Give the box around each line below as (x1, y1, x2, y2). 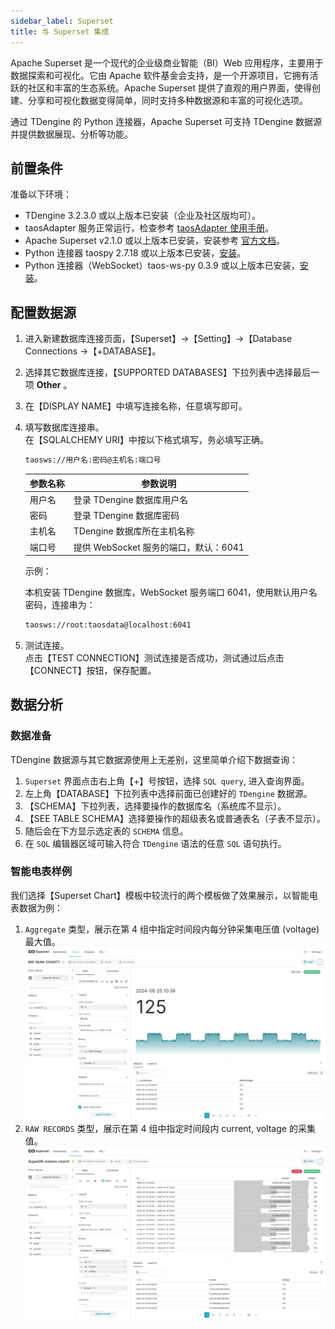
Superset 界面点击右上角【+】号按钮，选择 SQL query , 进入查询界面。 (24, 775, 310, 787)
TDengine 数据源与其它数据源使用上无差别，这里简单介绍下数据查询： (10, 753, 298, 765)
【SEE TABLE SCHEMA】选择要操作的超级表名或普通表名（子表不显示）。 (24, 812, 326, 824)
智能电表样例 (10, 865, 73, 879)
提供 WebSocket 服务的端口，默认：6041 (73, 541, 245, 553)
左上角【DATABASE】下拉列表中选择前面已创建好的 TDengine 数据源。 (24, 787, 313, 799)
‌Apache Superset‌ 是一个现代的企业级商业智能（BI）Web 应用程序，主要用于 (10, 56, 324, 69)
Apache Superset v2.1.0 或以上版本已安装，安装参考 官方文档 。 (24, 235, 286, 247)
